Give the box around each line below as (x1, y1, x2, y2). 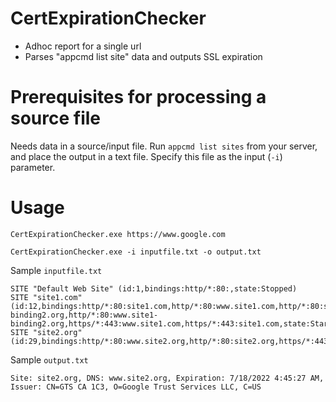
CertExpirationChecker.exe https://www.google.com (10, 229, 226, 239)
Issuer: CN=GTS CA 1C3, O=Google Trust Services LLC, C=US (10, 382, 262, 392)
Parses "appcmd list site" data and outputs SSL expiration (24, 50, 263, 62)
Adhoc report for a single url (24, 40, 142, 52)
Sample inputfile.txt (10, 264, 103, 276)
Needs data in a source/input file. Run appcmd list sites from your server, (10, 140, 318, 152)
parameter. (10, 161, 56, 173)
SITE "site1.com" (10, 292, 83, 302)
